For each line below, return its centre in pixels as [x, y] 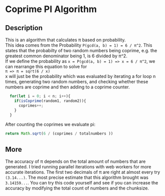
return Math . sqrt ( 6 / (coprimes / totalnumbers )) [59, 134]
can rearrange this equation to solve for [46, 67]
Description [24, 28]
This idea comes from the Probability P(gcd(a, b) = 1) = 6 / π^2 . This [79, 45]
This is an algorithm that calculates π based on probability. [66, 40]
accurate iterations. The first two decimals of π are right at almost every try [83, 172]
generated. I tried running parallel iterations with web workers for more [78, 167]
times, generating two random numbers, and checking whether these [77, 82]
